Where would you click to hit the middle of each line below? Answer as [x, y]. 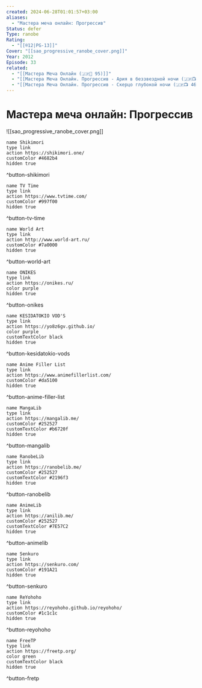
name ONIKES [21, 272]
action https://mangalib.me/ [43, 418]
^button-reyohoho [29, 629]
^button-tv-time [26, 218]
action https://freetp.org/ [41, 651]
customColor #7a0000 [32, 245]
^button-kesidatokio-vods [38, 353]
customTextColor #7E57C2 [37, 526]
